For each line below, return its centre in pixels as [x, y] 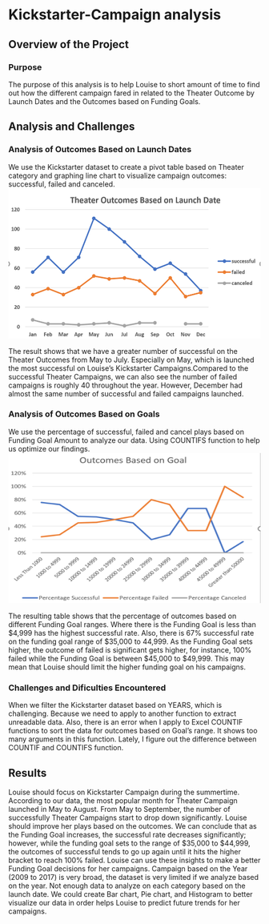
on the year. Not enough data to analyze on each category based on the [127, 886]
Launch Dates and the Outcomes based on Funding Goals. [104, 101]
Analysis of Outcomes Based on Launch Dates [100, 150]
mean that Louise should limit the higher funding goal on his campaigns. [127, 667]
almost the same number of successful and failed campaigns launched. [126, 393]
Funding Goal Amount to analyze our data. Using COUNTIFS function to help [134, 440]
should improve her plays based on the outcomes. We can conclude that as [133, 826]
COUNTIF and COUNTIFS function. [66, 748]
